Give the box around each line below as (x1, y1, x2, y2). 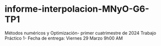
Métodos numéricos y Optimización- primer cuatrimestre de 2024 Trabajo (4, 30, 157, 36)
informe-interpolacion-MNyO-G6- (4, 3, 150, 15)
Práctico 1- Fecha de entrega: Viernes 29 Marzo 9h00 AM (4, 35, 123, 41)
